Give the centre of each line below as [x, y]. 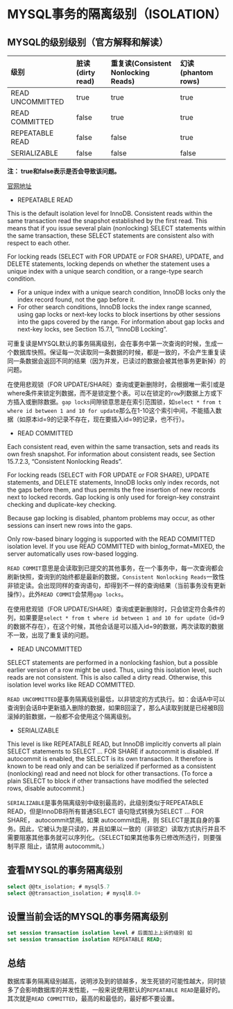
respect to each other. [39, 243]
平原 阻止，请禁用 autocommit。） [61, 846]
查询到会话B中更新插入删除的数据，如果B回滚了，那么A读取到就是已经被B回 [115, 708]
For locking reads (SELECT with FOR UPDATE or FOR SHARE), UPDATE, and [115, 256]
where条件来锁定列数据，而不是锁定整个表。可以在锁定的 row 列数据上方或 [112, 393]
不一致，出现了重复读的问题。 [50, 635]
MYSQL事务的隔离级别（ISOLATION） [117, 14]
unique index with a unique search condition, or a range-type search [105, 271]
